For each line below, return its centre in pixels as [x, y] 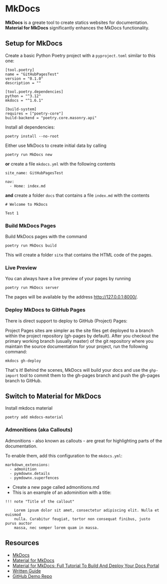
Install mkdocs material [29, 408]
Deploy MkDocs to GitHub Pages [45, 310]
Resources [22, 543]
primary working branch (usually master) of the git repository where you [79, 341]
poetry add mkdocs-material [34, 417]
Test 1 [12, 213]
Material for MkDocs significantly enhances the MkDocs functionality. [77, 27]
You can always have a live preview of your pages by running [68, 279]
